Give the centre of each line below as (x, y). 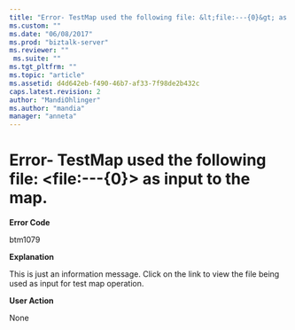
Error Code (30, 223)
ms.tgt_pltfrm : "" (43, 67)
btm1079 (25, 240)
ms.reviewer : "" (39, 51)
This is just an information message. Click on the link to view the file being (144, 274)
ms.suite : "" (37, 59)
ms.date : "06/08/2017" (51, 34)
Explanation (32, 257)
